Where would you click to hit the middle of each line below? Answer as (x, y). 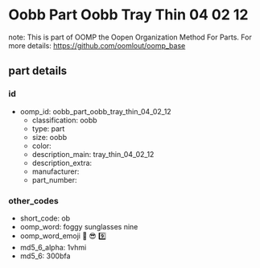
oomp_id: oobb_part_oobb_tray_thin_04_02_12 (95, 111)
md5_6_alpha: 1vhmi (53, 247)
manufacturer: (56, 171)
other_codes (33, 200)
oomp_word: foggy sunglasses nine (79, 226)
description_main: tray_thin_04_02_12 (93, 154)
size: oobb (49, 137)
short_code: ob (45, 218)
